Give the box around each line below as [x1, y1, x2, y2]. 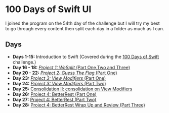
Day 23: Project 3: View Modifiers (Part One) [12, 75, 106, 81]
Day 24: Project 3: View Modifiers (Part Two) [12, 80, 106, 86]
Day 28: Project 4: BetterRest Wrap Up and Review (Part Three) [12, 102, 145, 108]
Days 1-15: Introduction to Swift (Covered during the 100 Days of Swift [12, 53, 159, 60]
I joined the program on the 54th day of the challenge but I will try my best [5, 20, 160, 26]
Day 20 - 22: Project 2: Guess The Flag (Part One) [12, 70, 117, 76]
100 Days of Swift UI [5, 4, 92, 15]
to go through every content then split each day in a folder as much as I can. [5, 25, 164, 31]
